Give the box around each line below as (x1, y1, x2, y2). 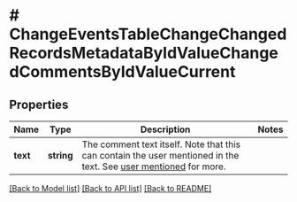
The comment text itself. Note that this (81, 138, 241, 151)
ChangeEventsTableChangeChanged (9, 24, 287, 44)
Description (140, 123, 191, 136)
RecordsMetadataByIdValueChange (9, 43, 278, 63)
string (47, 150, 73, 161)
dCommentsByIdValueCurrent (9, 62, 236, 82)
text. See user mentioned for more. (81, 160, 226, 173)
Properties (9, 97, 69, 112)
